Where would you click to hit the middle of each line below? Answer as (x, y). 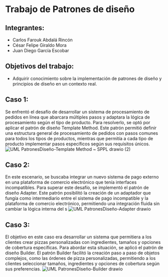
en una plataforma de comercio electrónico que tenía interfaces (71, 182)
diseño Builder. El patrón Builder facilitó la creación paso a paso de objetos (82, 253)
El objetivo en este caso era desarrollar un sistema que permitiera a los (78, 237)
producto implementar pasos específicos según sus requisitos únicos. (78, 144)
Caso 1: (17, 100)
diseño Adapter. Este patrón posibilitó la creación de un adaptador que (78, 193)
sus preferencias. (23, 269)
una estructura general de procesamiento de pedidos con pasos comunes (82, 133)
